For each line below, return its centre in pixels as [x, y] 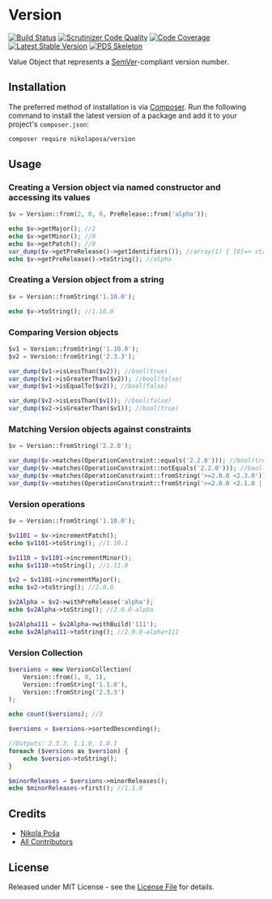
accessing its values [49, 197]
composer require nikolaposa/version [72, 139]
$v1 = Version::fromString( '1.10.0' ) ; [74, 349]
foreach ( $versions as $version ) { [68, 751]
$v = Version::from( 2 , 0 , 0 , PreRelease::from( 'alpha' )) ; [108, 214]
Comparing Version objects [64, 332]
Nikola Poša [40, 833]
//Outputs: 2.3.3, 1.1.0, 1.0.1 [63, 744]
